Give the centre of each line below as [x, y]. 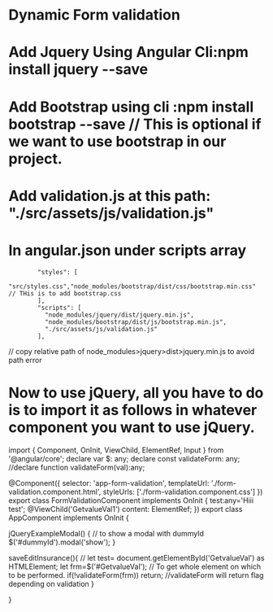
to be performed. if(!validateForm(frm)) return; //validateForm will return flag [136, 575]
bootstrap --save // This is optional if [135, 124]
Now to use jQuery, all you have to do [136, 393]
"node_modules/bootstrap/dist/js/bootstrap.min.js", [136, 322]
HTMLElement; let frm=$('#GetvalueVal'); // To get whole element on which [135, 566]
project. [35, 158]
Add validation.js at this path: [110, 196]
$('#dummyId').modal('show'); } [62, 542]
